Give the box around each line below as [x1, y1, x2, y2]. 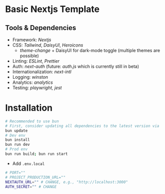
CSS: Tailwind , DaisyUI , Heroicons [12, 42, 83, 48]
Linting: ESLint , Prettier [12, 58, 60, 64]
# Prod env [5, 147, 28, 152]
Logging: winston [12, 74, 48, 80]
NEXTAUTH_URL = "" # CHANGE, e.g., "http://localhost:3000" [5, 179, 128, 184]
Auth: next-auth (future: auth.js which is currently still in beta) [12, 64, 140, 69]
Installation [5, 102, 53, 114]
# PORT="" [5, 170, 26, 175]
